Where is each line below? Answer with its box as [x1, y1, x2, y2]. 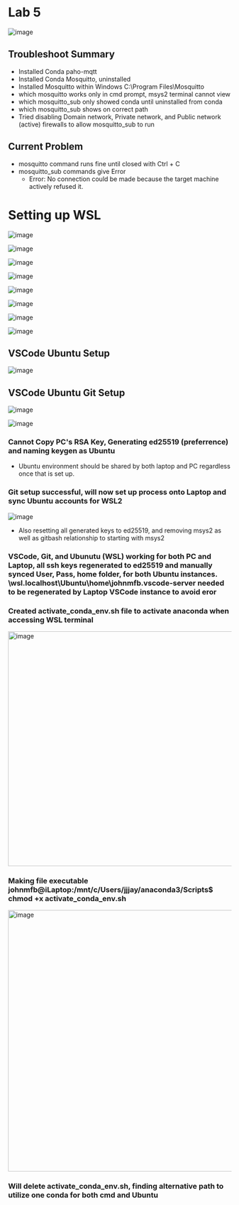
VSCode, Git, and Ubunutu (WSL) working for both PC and [8, 551, 211, 561]
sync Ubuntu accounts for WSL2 [8, 496, 123, 506]
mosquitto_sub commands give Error [18, 167, 126, 175]
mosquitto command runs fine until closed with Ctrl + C [18, 159, 180, 168]
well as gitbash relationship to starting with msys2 [18, 533, 165, 542]
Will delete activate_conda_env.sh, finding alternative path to [8, 1182, 224, 1192]
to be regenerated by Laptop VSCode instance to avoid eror [8, 587, 217, 596]
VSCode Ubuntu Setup [8, 347, 111, 359]
